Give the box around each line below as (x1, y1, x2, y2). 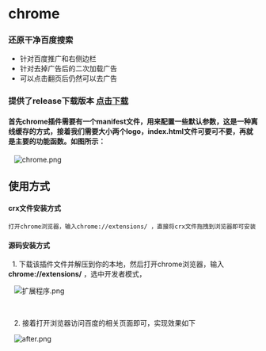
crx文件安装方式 (8, 203, 62, 212)
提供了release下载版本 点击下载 (8, 96, 129, 107)
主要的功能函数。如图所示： (14, 136, 105, 146)
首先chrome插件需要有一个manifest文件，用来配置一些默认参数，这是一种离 (8, 116, 259, 126)
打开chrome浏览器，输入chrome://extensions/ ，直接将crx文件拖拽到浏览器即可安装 (8, 223, 256, 231)
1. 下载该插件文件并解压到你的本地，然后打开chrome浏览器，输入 (11, 259, 224, 269)
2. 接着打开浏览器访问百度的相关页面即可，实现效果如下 (13, 319, 196, 328)
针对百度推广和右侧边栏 (19, 54, 97, 63)
